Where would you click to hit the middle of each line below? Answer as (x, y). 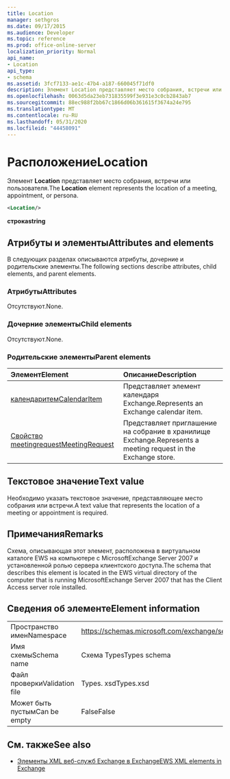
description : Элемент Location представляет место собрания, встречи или (115, 90)
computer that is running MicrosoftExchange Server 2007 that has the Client (115, 580)
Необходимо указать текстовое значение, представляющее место (105, 498)
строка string (26, 221)
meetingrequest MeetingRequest (62, 444)
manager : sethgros (33, 20)
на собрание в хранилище (167, 431)
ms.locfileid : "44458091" (44, 128)
